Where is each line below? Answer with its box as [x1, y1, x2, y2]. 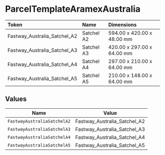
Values [5, 95, 27, 103]
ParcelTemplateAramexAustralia [5, 3, 141, 15]
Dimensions [108, 21, 137, 28]
